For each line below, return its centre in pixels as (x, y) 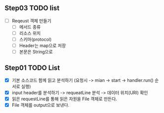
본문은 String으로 (36, 52)
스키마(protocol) (35, 39)
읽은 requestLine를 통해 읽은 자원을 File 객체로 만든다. (64, 99)
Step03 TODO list (32, 8)
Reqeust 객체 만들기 (31, 21)
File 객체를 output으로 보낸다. (41, 105)
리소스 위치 (30, 33)
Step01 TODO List (32, 68)
